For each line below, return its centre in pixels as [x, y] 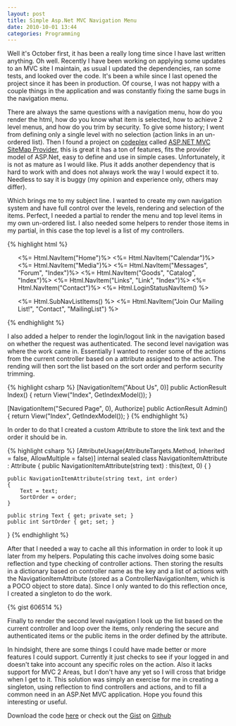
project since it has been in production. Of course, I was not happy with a [113, 84]
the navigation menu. [38, 99]
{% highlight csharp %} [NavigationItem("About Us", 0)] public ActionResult [117, 388]
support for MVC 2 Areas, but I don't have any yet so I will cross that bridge [117, 672]
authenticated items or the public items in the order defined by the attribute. [117, 636]
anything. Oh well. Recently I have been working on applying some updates [117, 61]
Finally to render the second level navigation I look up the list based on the [115, 621]
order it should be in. [37, 437]
